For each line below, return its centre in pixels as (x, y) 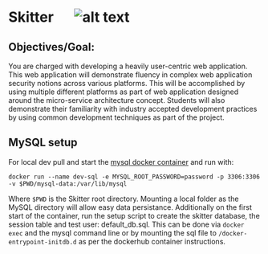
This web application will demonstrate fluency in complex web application (130, 75)
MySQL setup (43, 143)
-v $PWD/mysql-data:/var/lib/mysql (68, 184)
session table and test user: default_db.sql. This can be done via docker (126, 224)
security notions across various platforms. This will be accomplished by (127, 83)
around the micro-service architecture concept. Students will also (117, 100)
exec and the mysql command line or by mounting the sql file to (112, 232)
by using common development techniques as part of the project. (116, 117)
